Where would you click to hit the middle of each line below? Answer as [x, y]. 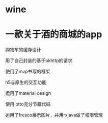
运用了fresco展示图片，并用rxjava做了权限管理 [54, 115]
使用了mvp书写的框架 [28, 71]
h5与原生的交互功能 [26, 83]
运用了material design [28, 93]
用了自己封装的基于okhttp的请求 [39, 60]
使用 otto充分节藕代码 [28, 104]
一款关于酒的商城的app [54, 35]
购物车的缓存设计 [23, 50]
